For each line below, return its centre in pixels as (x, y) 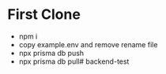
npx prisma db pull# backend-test (74, 61)
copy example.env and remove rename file (88, 44)
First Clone (44, 15)
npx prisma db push (51, 53)
